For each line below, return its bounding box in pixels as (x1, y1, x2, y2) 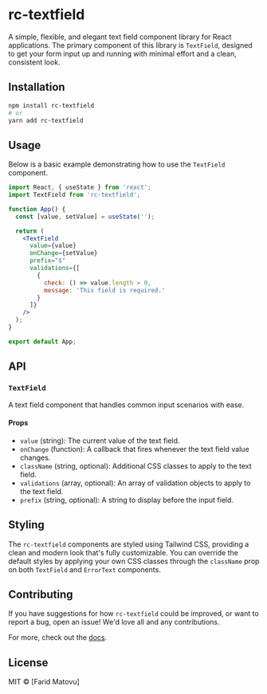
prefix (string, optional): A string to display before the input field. (19, 495, 234, 504)
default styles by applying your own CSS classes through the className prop (8, 556, 260, 566)
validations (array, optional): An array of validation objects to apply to (19, 478, 251, 488)
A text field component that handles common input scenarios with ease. (8, 400, 245, 410)
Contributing (8, 587, 73, 601)
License (8, 656, 49, 669)
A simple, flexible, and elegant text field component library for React (8, 32, 232, 41)
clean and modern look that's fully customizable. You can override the (8, 547, 239, 557)
